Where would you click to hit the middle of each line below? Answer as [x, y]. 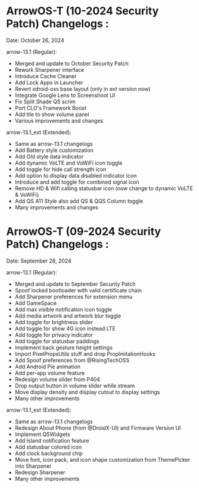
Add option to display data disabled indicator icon [76, 175]
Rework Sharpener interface [49, 69]
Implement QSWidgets [42, 434]
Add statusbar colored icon [48, 447]
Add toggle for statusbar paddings [57, 341]
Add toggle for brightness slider [54, 322]
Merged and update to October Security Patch [72, 63]
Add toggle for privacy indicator [54, 335]
